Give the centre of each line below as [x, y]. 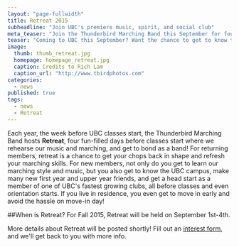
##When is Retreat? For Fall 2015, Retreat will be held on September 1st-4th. [119, 214]
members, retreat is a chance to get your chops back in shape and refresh [116, 155]
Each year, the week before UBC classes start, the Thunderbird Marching [115, 133]
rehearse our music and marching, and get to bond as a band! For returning [118, 148]
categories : [25, 80]
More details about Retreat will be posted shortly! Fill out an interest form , [115, 229]
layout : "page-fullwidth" [46, 14]
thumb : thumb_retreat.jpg [52, 54]
